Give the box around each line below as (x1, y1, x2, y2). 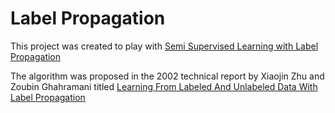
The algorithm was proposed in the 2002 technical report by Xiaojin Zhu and (10, 70, 325, 82)
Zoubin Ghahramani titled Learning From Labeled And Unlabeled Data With (10, 80, 318, 92)
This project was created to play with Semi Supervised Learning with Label (10, 40, 319, 52)
